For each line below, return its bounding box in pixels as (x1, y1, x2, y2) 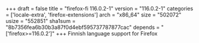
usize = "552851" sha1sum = (5, 18, 76, 24)
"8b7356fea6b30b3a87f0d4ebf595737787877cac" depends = (5, 24, 160, 31)
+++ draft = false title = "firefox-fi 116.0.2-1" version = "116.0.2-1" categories (5, 5, 194, 12)
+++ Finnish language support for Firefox (56, 30, 158, 37)
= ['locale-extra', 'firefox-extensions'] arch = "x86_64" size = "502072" (5, 11, 182, 18)
